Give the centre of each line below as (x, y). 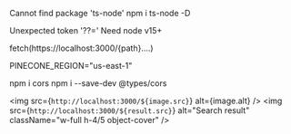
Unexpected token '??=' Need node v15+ (86, 30)
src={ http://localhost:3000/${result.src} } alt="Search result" (130, 110)
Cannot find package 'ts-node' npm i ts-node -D (100, 13)
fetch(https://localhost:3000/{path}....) (81, 48)
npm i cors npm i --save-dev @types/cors (88, 83)
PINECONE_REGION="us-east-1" (71, 66)
